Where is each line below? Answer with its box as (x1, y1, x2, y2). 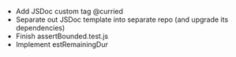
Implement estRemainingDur (15, 40, 108, 49)
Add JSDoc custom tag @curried (15, 7, 124, 16)
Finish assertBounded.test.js (15, 31, 109, 41)
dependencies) (15, 23, 66, 32)
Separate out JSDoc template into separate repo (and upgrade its (15, 15, 229, 24)
